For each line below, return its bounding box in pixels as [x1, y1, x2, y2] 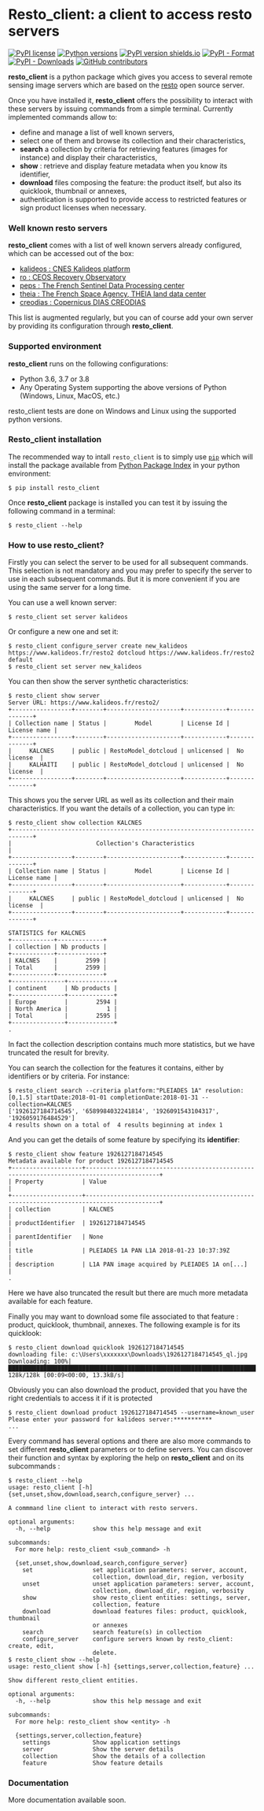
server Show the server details [22, 1746, 174, 1753]
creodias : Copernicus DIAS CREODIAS [19, 298, 146, 307]
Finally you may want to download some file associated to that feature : [8, 1312, 239, 1321]
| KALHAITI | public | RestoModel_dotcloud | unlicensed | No [8, 761, 244, 769]
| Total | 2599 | [8, 963, 108, 972]
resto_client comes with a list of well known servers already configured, [8, 240, 242, 250]
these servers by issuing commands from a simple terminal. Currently [8, 104, 233, 113]
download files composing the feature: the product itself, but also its [19, 177, 242, 187]
